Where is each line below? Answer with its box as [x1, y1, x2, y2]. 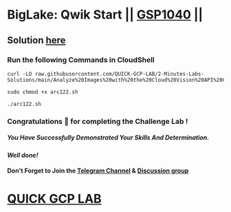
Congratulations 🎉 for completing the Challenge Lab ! [7, 116, 188, 126]
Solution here [7, 34, 66, 46]
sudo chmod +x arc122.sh [7, 88, 78, 96]
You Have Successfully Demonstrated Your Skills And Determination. [7, 134, 210, 142]
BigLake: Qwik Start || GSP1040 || [7, 7, 203, 23]
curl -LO [7, 70, 32, 77]
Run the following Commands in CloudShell [7, 55, 155, 65]
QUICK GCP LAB [7, 191, 102, 206]
